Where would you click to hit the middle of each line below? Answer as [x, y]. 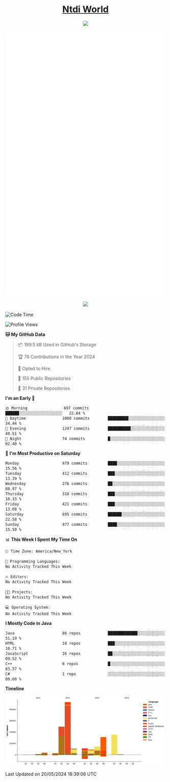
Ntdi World [86, 9]
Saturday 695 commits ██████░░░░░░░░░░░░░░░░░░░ [85, 514]
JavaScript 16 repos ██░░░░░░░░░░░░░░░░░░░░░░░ [85, 653]
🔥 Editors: [17, 577]
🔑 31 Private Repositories [44, 388]
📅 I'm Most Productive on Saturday [43, 453]
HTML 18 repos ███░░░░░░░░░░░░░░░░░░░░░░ [85, 643]
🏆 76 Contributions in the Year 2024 [56, 357]
